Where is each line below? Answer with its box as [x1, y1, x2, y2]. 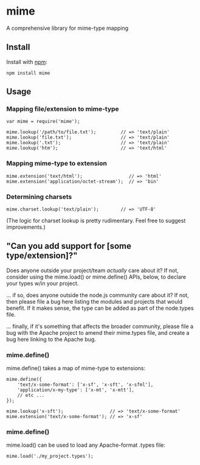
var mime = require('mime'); [6, 119, 80, 125]
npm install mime [6, 70, 50, 76]
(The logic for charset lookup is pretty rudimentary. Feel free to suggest [6, 217, 186, 225]
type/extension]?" [6, 251, 78, 261]
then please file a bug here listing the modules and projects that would [6, 298, 182, 305]
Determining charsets [6, 192, 72, 201]
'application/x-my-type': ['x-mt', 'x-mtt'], [17, 387, 135, 393]
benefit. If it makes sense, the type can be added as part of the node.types [6, 304, 194, 312]
